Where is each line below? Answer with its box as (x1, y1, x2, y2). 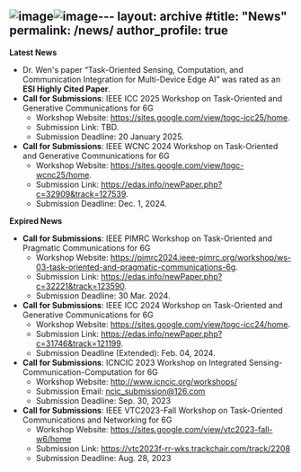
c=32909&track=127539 (35, 188, 127, 199)
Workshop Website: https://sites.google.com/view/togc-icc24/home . (35, 318, 291, 329)
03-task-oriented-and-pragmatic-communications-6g (35, 262, 236, 272)
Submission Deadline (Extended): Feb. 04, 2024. (35, 347, 216, 358)
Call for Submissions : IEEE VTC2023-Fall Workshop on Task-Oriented (22, 405, 283, 415)
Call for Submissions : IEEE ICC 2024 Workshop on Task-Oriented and (22, 299, 283, 310)
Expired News (9, 215, 63, 226)
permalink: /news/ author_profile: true (9, 23, 229, 39)
